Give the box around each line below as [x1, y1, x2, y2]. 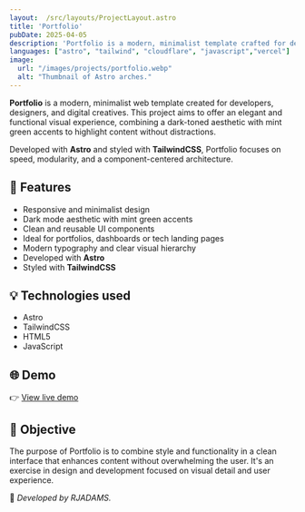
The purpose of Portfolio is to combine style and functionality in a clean [9, 446, 277, 457]
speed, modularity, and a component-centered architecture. [9, 153, 233, 164]
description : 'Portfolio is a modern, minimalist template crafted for [9, 38, 286, 48]
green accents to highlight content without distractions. [9, 126, 216, 137]
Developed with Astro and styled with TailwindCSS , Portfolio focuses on [9, 143, 281, 154]
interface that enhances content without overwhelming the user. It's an [9, 456, 274, 466]
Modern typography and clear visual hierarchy [22, 242, 197, 253]
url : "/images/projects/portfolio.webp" [17, 64, 172, 74]
